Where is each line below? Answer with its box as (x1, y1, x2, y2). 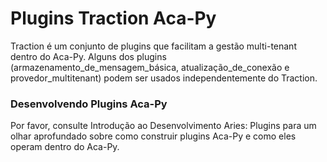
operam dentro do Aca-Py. (10, 141, 120, 153)
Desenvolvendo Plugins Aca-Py (10, 97, 168, 111)
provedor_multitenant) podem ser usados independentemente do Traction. (10, 72, 318, 84)
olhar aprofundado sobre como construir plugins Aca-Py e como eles (10, 130, 297, 142)
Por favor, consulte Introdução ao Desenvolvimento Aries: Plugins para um (10, 120, 317, 132)
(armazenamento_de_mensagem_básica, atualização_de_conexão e (10, 61, 290, 73)
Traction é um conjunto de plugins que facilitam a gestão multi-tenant (10, 40, 297, 52)
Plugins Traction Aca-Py (10, 7, 217, 30)
